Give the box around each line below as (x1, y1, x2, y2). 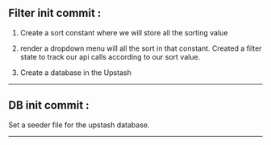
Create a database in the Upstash (19, 68, 131, 77)
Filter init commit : (8, 6, 102, 20)
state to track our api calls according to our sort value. (19, 52, 201, 61)
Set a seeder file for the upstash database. (8, 120, 150, 130)
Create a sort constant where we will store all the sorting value (19, 27, 228, 37)
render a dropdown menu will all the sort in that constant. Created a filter (19, 43, 262, 53)
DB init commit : (8, 98, 90, 112)
